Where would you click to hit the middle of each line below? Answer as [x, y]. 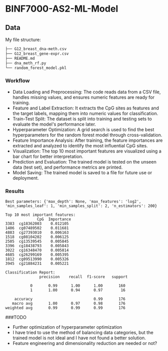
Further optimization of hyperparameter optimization [67, 327]
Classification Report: [30, 272]
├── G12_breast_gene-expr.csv [37, 54]
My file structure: [23, 40]
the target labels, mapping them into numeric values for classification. [85, 113]
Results [15, 191]
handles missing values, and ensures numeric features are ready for [83, 97]
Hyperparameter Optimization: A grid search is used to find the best [83, 129]
